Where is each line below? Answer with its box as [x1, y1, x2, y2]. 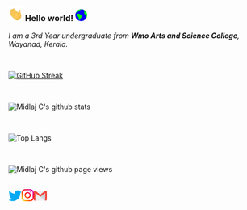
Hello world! [24, 13, 74, 24]
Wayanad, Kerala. [8, 40, 69, 49]
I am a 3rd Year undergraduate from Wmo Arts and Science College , [8, 31, 240, 40]
